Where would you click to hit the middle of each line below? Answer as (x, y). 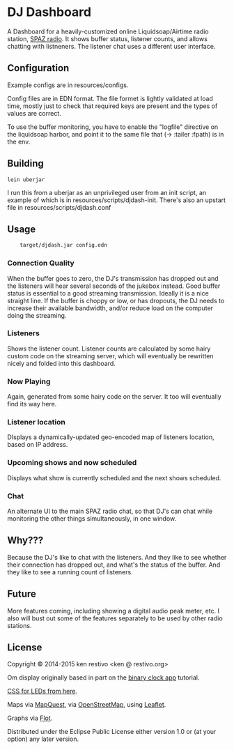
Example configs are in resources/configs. (68, 85)
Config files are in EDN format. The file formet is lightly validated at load (110, 98)
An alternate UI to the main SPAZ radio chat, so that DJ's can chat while (110, 511)
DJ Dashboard (49, 12)
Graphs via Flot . (30, 718)
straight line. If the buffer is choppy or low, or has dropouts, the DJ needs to (116, 300)
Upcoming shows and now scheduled (72, 463)
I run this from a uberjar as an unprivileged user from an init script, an (107, 192)
